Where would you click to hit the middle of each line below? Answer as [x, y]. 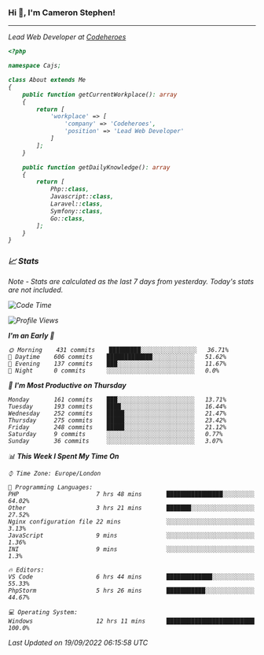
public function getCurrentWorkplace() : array [100, 94]
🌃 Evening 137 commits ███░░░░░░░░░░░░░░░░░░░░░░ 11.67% [117, 364]
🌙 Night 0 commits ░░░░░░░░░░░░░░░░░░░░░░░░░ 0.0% [114, 370]
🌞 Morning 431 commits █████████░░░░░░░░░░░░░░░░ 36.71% [119, 350]
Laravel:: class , [77, 204]
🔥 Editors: [26, 570]
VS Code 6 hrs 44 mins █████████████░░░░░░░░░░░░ [132, 577]
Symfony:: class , [77, 211]
